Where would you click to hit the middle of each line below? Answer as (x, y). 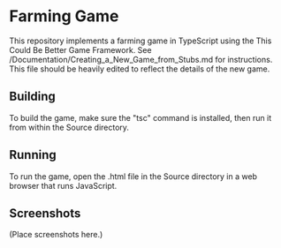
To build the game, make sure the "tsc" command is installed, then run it (140, 117)
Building (32, 97)
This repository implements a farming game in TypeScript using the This (140, 41)
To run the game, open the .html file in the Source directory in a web (133, 176)
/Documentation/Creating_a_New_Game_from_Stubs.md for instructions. (141, 59)
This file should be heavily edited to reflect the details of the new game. (140, 69)
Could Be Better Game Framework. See (80, 49)
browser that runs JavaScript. (63, 185)
